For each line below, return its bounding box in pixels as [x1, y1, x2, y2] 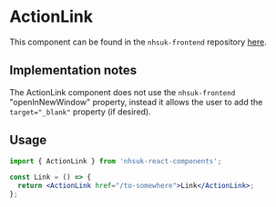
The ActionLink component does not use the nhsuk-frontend [9, 86, 236, 97]
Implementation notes [9, 63, 138, 78]
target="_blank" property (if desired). [9, 106, 152, 117]
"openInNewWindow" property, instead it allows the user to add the [9, 96, 263, 107]
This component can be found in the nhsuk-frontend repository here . [9, 36, 267, 47]
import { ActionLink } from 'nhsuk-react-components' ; [9, 156, 222, 165]
